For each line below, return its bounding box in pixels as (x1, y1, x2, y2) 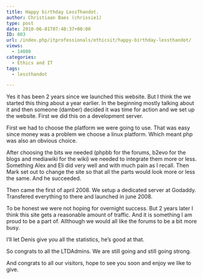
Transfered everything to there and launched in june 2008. (6, 193, 153, 201)
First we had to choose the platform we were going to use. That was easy (6, 124, 190, 131)
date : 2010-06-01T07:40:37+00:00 (6, 26, 91, 32)
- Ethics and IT (12, 60, 53, 66)
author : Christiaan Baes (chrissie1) (6, 15, 102, 21)
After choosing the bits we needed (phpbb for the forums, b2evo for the (6, 149, 187, 156)
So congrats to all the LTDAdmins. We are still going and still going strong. (6, 247, 191, 255)
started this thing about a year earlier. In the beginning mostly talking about (6, 100, 194, 107)
